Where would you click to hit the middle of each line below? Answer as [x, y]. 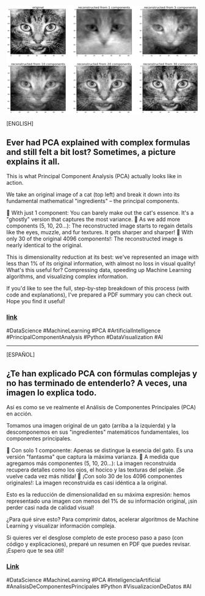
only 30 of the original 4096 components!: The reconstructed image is [95, 239]
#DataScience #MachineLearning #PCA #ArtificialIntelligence [84, 330]
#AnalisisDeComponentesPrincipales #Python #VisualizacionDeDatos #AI [99, 586]
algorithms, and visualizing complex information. [67, 276]
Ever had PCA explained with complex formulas [98, 142]
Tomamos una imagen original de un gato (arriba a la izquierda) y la [91, 426]
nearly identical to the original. [45, 245]
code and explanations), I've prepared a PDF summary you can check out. [100, 295]
